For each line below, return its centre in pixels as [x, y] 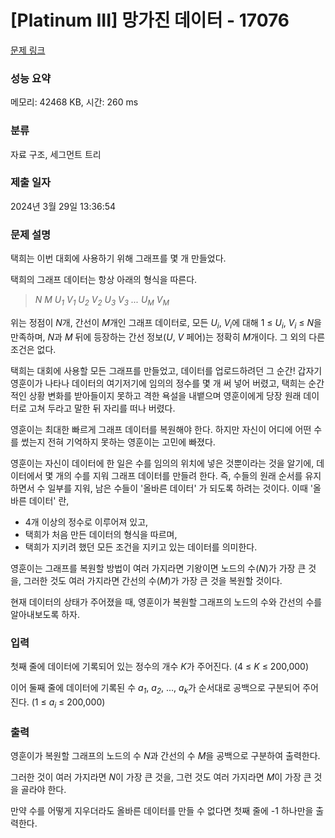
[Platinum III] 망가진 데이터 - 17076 [150, 20]
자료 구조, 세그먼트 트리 [56, 154]
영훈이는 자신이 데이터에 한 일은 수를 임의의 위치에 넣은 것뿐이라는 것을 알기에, [162, 463]
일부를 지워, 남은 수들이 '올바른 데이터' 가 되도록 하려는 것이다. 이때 [177, 488]
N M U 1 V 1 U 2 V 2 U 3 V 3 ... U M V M [102, 301]
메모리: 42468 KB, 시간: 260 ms [74, 102]
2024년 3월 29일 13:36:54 [63, 206]
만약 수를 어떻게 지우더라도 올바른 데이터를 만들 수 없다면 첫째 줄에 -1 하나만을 [162, 810]
